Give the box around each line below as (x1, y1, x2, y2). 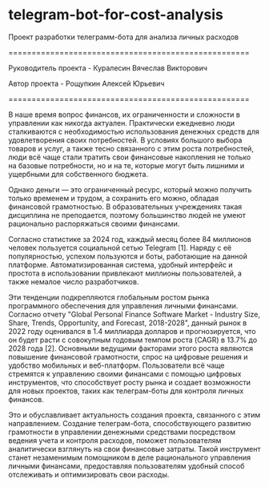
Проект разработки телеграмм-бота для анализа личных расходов (8, 32, 239, 42)
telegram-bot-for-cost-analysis (8, 6, 224, 24)
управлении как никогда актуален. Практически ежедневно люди (8, 118, 235, 127)
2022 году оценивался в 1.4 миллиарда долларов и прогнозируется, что (8, 326, 256, 336)
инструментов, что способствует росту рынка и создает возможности (8, 377, 251, 387)
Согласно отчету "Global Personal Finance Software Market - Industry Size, (8, 309, 261, 319)
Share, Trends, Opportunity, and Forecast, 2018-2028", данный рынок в (8, 318, 247, 328)
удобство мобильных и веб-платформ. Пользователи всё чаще (8, 360, 225, 370)
